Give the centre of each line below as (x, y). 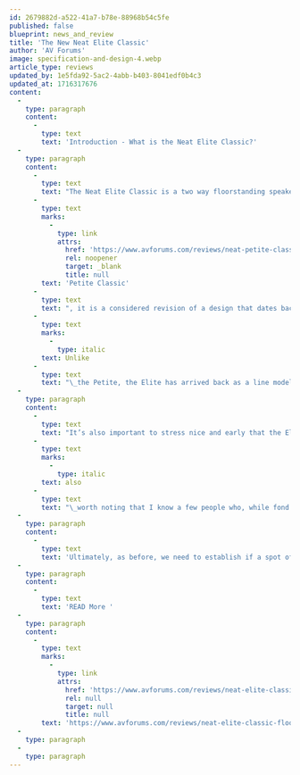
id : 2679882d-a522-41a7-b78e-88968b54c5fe (89, 17)
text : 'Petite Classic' (85, 283)
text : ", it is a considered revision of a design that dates (159, 308)
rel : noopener (92, 258)
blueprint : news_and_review (62, 34)
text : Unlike (66, 358)
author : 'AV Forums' (48, 51)
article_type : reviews (51, 68)
